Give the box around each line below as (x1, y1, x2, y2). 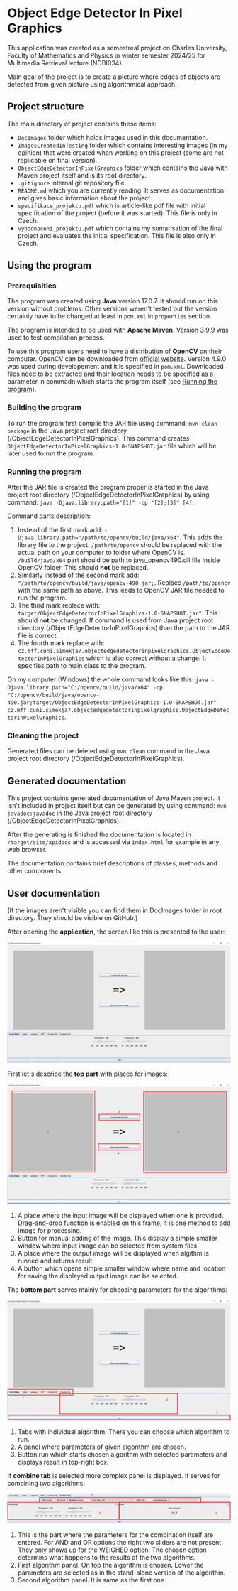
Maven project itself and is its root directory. (17, 171, 147, 179)
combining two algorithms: (7, 1479, 85, 1488)
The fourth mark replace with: (17, 639, 105, 647)
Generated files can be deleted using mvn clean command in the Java (7, 747, 210, 755)
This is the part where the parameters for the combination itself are (17, 1530, 214, 1539)
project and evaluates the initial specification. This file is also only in (17, 231, 216, 239)
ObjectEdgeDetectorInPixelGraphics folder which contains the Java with (17, 163, 228, 172)
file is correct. (17, 631, 59, 640)
